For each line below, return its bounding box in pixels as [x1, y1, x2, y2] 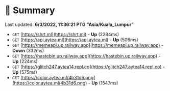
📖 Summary [5, 5, 55, 16]
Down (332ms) [12, 47, 44, 53]
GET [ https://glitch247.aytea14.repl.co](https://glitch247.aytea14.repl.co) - [12, 64, 165, 70]
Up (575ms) [12, 69, 38, 75]
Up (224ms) [12, 58, 38, 64]
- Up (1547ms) [88, 80, 118, 86]
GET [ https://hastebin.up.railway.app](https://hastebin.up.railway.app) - [12, 53, 161, 59]
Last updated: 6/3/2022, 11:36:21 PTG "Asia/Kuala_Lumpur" [5, 21, 134, 27]
